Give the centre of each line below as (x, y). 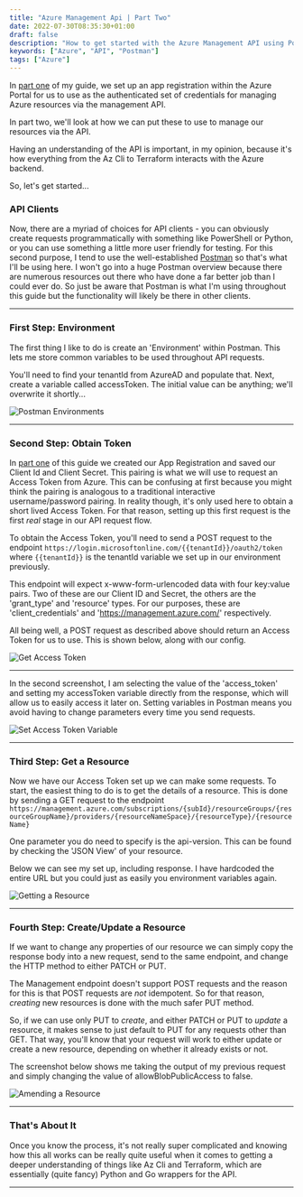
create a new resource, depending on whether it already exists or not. (139, 1049)
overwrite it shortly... (47, 394)
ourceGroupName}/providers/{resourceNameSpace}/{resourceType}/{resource (151, 817)
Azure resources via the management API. (88, 104)
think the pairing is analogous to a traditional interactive (112, 491)
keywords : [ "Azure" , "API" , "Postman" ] (84, 51)
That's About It (43, 1126)
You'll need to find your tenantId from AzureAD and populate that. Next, (142, 375)
